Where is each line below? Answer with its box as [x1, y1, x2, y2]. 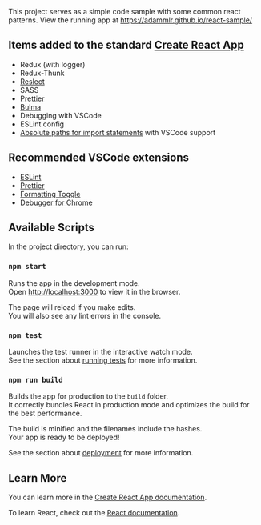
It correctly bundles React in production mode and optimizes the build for [8, 400, 250, 410]
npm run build [8, 375, 63, 384]
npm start [8, 262, 46, 271]
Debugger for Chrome [19, 198, 94, 207]
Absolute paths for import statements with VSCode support [19, 127, 216, 137]
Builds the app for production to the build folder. [8, 391, 169, 401]
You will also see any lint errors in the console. [8, 311, 162, 320]
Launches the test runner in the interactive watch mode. [8, 347, 194, 357]
